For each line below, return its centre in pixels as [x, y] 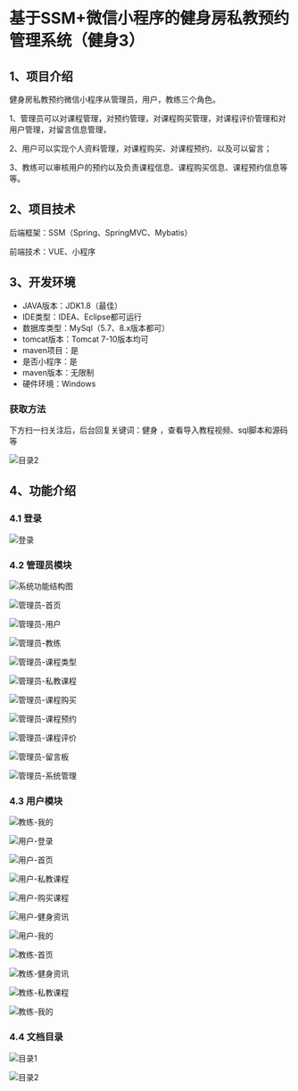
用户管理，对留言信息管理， [60, 129]
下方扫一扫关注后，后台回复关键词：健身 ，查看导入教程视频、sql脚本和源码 [149, 430]
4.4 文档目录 [37, 1037]
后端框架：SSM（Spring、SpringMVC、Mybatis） [101, 232]
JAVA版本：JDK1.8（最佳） [72, 305]
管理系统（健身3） [77, 41]
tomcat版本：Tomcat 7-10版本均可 [85, 339]
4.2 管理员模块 [41, 565]
